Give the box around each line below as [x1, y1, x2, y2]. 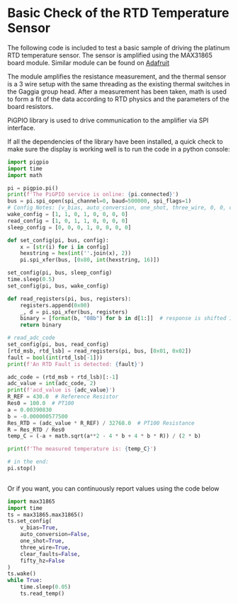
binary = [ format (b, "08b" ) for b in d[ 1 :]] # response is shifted [20, 315, 227, 322]
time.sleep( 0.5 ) [7, 276, 55, 283]
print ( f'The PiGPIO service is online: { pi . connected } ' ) [7, 191, 179, 198]
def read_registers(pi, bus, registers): [7, 295, 132, 302]
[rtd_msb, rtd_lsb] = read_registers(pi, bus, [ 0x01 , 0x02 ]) [7, 347, 192, 355]
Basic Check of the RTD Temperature [7, 5, 229, 21]
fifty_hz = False [20, 557, 65, 564]
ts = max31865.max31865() [7, 511, 84, 518]
